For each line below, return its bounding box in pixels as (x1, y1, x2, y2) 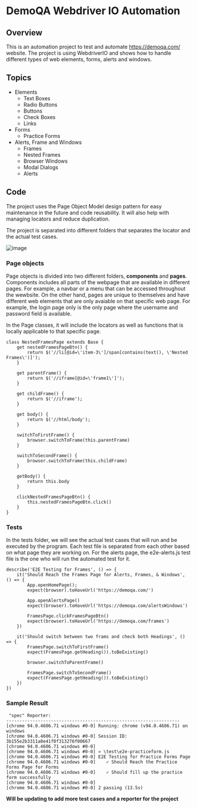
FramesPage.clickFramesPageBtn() (27, 613, 109, 619)
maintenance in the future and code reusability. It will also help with (6, 209, 169, 216)
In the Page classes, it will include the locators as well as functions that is (6, 321, 183, 329)
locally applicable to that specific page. (6, 327, 101, 334)
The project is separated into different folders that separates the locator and (6, 226, 191, 234)
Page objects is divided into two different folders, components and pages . (6, 272, 187, 280)
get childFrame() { (16, 390, 65, 396)
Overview (6, 28, 43, 38)
